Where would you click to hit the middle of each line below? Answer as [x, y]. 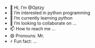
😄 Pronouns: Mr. [27, 36]
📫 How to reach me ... [32, 29]
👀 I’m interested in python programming [50, 13]
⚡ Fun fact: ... [23, 41]
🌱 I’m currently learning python [41, 18]
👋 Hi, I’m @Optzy [27, 8]
